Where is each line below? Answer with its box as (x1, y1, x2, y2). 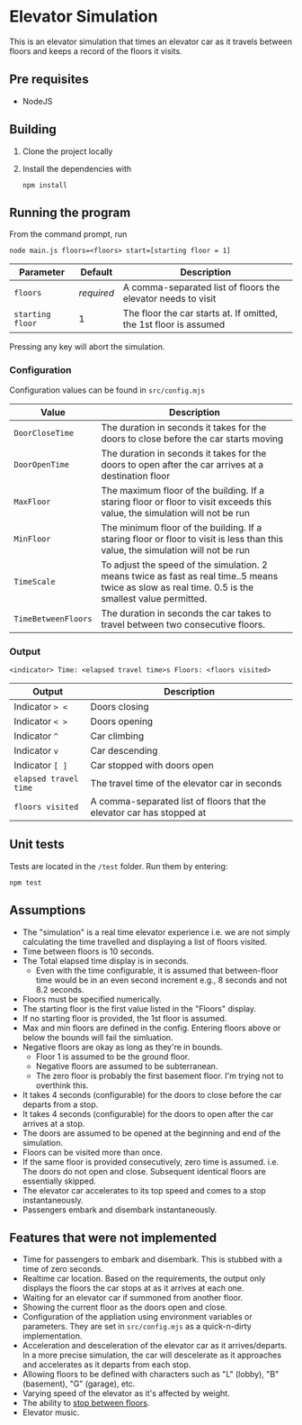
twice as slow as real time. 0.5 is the (101, 581, 254, 594)
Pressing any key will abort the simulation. (9, 341, 165, 352)
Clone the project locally (22, 146, 113, 157)
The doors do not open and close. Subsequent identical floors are (22, 1166, 267, 1176)
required (78, 286, 115, 299)
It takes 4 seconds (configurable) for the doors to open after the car (22, 1108, 274, 1119)
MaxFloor (13, 496, 51, 506)
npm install (22, 180, 67, 190)
